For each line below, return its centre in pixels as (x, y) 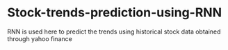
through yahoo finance (40, 38)
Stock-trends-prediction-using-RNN (115, 13)
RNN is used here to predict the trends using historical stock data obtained (114, 32)
